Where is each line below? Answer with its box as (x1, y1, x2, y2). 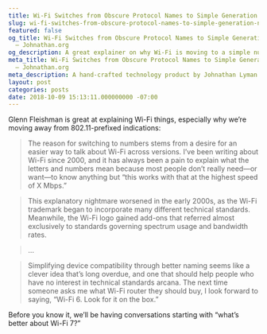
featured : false (8, 26, 62, 34)
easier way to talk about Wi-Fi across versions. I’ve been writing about (27, 147, 259, 157)
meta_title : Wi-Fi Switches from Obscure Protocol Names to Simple (8, 56, 237, 64)
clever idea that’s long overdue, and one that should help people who (27, 270, 254, 279)
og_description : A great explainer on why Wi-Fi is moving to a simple (8, 49, 250, 56)
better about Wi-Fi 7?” (8, 319, 81, 328)
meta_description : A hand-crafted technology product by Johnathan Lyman (8, 71, 258, 79)
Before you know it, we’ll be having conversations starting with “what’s (8, 310, 240, 320)
